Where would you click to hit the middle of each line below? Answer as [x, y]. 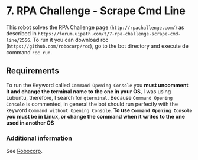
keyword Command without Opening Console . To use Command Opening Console [99, 110]
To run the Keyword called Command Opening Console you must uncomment [97, 85]
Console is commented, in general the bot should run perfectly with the [92, 104]
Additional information [39, 138]
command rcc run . [29, 52]
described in [21, 33]
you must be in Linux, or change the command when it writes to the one [95, 116]
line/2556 [18, 40]
